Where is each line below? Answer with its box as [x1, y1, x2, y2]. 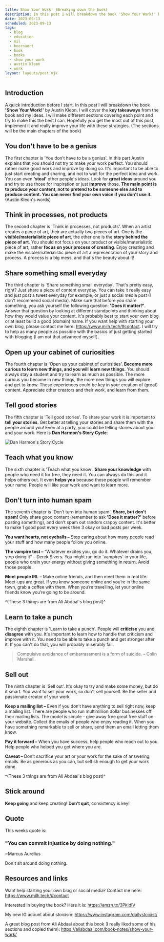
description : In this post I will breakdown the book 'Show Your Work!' [5, 12, 156, 17]
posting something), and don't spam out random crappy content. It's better [5, 519, 156, 526]
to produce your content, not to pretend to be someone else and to [5, 186, 143, 192]
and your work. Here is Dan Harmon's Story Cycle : [5, 430, 108, 436]
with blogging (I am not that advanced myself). [5, 334, 99, 340]
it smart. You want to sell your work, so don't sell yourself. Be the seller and [5, 689, 157, 694]
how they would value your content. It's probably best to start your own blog [5, 313, 159, 319]
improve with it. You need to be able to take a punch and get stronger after [5, 636, 155, 642]
